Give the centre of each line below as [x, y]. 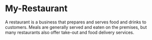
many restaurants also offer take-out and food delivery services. [70, 32]
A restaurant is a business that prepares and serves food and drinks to [76, 22]
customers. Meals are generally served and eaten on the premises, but [76, 27]
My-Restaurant [36, 9]
